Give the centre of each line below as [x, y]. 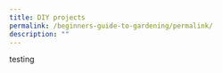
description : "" [39, 34]
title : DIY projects [48, 17]
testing [22, 60]
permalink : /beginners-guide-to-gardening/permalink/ [111, 26]
